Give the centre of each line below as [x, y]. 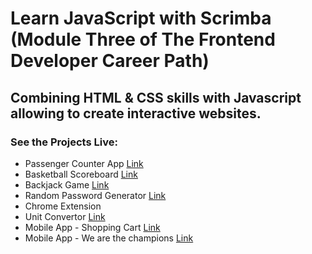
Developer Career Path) [110, 61]
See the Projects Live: [64, 142]
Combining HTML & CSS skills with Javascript [156, 97]
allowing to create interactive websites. [136, 113]
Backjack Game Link [67, 184]
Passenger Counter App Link [84, 163]
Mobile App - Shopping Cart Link [92, 227]
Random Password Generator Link [95, 195]
